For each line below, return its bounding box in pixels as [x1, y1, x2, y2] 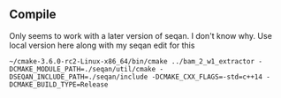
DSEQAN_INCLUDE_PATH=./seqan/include [9, 72, 148, 81]
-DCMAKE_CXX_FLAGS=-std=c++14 [151, 72, 263, 81]
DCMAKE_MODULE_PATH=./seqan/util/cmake [9, 64, 156, 73]
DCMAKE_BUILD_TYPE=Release [9, 79, 109, 89]
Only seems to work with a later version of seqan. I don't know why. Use [9, 30, 272, 41]
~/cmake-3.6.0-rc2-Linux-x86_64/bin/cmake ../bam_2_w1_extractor [9, 57, 254, 65]
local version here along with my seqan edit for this [9, 40, 195, 50]
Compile [9, 7, 57, 22]
